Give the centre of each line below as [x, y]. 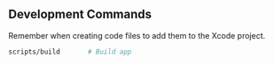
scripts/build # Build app [70, 52]
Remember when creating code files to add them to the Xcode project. [137, 35]
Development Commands [80, 14]
